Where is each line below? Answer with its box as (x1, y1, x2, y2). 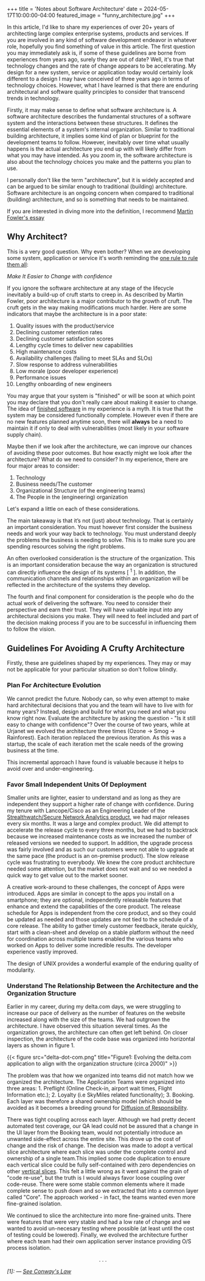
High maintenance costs (15, 348, 77, 355)
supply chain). (7, 430, 43, 438)
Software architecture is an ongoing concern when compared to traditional (7, 189, 194, 197)
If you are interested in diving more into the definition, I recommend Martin (7, 208, 193, 215)
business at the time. (7, 746, 60, 754)
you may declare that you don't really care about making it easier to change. (7, 398, 198, 405)
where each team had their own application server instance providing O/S (7, 1238, 192, 1245)
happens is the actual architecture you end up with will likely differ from (7, 146, 186, 152)
